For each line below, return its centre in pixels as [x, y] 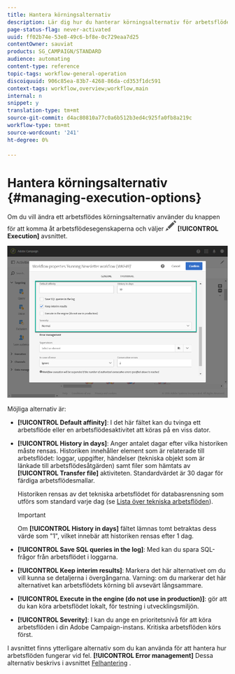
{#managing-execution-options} [105, 197]
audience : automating [39, 59]
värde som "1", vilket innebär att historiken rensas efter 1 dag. [106, 536]
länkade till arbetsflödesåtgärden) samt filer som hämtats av [104, 466]
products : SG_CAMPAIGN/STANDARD [54, 52]
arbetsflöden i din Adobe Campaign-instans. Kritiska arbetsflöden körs [119, 627]
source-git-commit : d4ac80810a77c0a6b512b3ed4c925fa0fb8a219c [100, 118]
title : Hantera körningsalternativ [59, 15]
